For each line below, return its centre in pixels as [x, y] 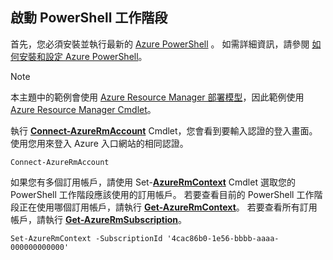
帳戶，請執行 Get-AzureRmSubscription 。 [99, 219]
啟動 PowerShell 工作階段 [89, 18]
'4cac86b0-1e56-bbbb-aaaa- [223, 238]
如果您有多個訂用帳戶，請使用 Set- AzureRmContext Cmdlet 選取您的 [153, 182]
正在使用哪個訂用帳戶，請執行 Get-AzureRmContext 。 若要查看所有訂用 [168, 207]
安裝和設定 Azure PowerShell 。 [83, 56]
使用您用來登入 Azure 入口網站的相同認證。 [99, 143]
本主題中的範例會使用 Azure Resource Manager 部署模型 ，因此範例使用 [157, 97]
